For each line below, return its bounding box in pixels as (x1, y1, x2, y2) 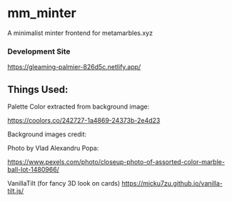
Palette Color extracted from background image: (7, 102, 150, 111)
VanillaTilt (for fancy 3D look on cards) (7, 179, 120, 188)
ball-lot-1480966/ (7, 166, 59, 174)
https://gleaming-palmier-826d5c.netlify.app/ (7, 63, 141, 71)
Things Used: (7, 84, 69, 96)
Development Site (7, 46, 71, 56)
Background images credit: (7, 130, 87, 138)
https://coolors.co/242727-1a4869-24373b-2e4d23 (7, 116, 161, 125)
